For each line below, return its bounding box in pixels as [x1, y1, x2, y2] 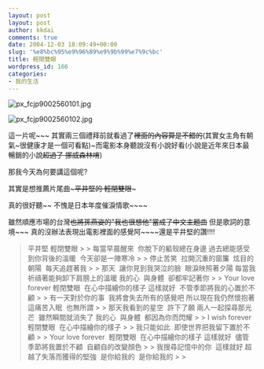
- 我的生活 [8, 77, 39, 85]
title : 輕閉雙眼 [8, 56, 57, 64]
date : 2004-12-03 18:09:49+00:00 [8, 41, 118, 49]
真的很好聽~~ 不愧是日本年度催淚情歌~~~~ [8, 200, 148, 209]
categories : [8, 70, 47, 78]
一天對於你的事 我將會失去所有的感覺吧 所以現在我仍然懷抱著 [56, 293, 255, 302]
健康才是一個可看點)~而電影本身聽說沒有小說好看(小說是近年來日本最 [26, 140, 250, 149]
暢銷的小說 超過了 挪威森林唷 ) [8, 150, 103, 160]
